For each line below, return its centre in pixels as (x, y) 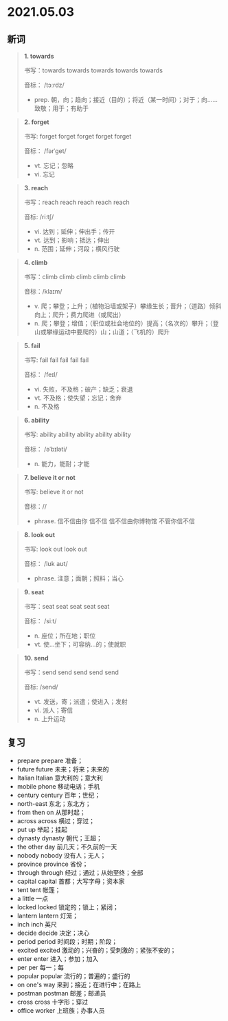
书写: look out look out (55, 549)
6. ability (37, 420)
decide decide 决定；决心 (53, 933)
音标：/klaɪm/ (43, 291)
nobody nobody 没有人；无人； (61, 855)
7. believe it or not (49, 477)
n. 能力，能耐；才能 (62, 464)
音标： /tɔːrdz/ (44, 85)
